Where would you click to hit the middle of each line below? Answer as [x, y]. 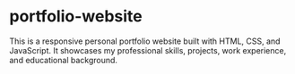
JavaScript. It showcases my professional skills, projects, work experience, [148, 50]
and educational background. [64, 60]
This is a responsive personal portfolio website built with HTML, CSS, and [145, 41]
